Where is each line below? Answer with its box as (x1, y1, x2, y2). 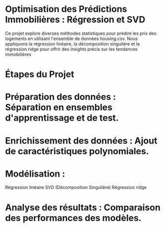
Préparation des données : (5, 91, 116, 102)
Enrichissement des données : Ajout (5, 135, 158, 146)
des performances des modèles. (5, 212, 142, 224)
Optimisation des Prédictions (5, 3, 127, 15)
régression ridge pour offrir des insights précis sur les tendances (5, 46, 138, 52)
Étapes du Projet (5, 69, 74, 80)
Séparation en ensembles (5, 102, 112, 113)
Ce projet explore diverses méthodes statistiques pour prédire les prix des (5, 30, 157, 36)
